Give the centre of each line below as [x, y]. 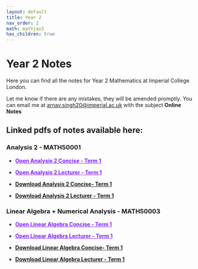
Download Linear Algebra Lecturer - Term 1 [70, 259]
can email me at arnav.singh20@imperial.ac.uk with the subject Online [94, 105]
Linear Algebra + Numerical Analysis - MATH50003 [83, 211]
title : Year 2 [24, 17]
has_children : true [31, 34]
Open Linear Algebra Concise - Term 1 [63, 224]
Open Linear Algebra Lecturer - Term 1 [64, 236]
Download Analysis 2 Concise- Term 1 [63, 184]
